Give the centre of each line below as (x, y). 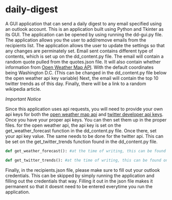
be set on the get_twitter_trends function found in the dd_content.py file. (81, 142)
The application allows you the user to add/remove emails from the (76, 40)
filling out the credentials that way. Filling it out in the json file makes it (79, 181)
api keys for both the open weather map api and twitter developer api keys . (84, 114)
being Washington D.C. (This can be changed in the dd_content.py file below (86, 72)
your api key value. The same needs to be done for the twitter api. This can (84, 136)
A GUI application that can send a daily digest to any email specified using (83, 24)
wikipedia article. (23, 89)
